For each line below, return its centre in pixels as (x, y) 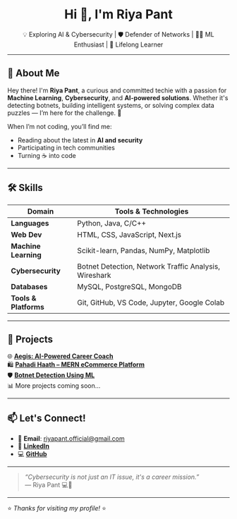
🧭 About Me (34, 73)
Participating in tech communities (66, 147)
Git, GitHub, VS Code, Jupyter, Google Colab (151, 303)
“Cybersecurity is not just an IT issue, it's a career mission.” (112, 477)
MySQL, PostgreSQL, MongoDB (129, 286)
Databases (29, 286)
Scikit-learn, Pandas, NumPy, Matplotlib (144, 250)
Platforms (28, 307)
